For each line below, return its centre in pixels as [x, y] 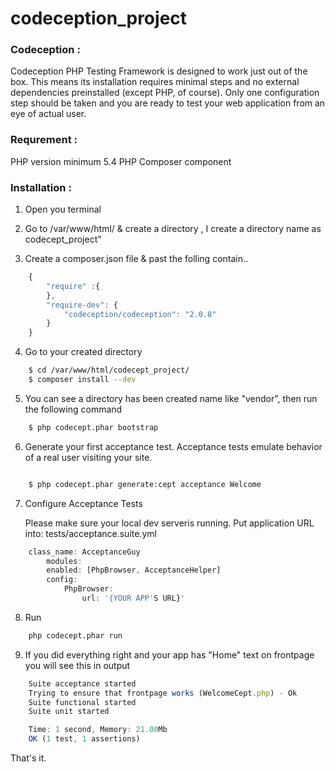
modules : [64, 561]
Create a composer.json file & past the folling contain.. [136, 259]
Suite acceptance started [82, 683]
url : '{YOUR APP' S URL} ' [133, 598]
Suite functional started [82, 702]
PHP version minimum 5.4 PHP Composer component [121, 161]
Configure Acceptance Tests [83, 503]
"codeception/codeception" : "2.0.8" [140, 314]
